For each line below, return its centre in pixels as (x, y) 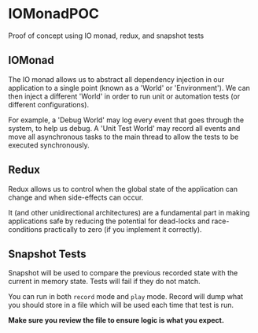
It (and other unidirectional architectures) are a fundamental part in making (129, 212)
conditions (25, 229)
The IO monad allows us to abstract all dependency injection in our (116, 79)
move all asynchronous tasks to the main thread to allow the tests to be (123, 137)
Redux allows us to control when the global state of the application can (123, 189)
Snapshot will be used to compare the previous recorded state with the (123, 273)
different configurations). (48, 104)
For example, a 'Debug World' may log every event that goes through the (126, 120)
